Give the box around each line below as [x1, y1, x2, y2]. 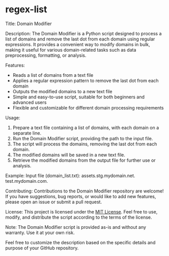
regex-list [5, 4, 47, 15]
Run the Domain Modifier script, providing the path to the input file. [12, 135, 153, 141]
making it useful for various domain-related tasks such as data [5, 47, 136, 53]
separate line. [12, 130, 42, 136]
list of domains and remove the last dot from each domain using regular [5, 36, 155, 42]
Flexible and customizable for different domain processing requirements [12, 104, 164, 111]
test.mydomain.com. [5, 178, 48, 184]
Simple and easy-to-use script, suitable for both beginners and [12, 94, 145, 100]
